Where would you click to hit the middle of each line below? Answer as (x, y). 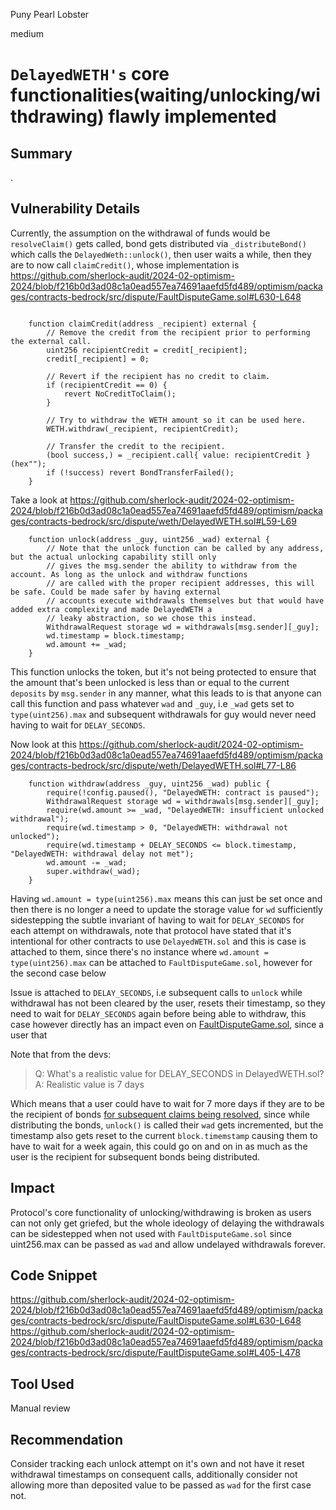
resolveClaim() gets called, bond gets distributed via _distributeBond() (158, 243)
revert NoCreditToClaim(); (120, 394)
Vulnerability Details (75, 209)
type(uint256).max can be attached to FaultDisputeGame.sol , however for (161, 962)
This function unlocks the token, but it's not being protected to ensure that (163, 671)
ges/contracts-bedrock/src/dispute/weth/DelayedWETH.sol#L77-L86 (153, 765)
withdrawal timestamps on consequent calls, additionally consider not (154, 1475)
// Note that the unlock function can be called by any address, (185, 548)
